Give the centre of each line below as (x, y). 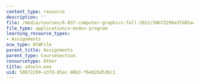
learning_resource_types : (38, 34)
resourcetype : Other (32, 61)
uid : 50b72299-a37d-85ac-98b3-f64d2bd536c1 (61, 72)
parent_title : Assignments (40, 50)
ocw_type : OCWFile (29, 45)
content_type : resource (36, 12)
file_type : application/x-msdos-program (57, 28)
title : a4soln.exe (29, 67)
